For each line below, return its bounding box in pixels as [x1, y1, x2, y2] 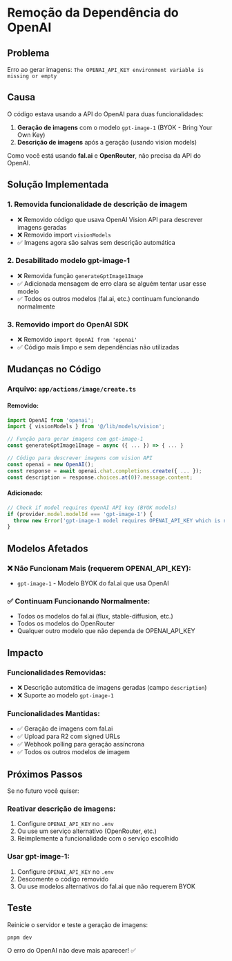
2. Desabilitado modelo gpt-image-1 [7, 256, 130, 266]
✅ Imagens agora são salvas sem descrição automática [17, 238, 176, 246]
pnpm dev [7, 934, 32, 941]
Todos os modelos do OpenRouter [17, 619, 115, 628]
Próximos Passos [7, 768, 83, 780]
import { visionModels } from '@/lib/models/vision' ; [7, 423, 166, 430]
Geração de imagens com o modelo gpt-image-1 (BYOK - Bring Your [17, 123, 213, 131]
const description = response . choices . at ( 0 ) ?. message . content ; [7, 474, 193, 481]
